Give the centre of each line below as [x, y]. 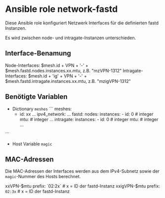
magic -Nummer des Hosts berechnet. [43, 177]
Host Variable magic [32, 144]
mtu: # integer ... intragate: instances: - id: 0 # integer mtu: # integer [89, 119]
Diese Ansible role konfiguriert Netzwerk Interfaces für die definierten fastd [82, 23]
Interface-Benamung [38, 53]
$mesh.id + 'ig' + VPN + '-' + [58, 76]
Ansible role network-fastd [62, 9]
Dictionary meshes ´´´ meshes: [42, 109]
